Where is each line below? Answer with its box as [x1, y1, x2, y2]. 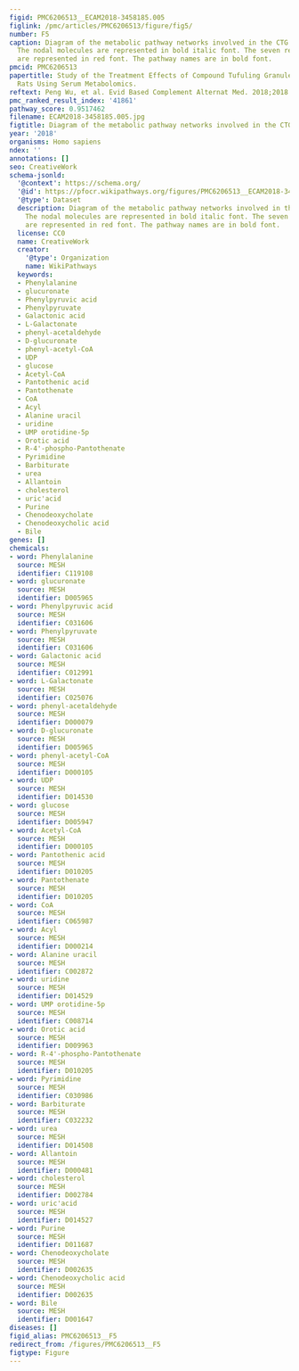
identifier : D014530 [17, 793, 93, 802]
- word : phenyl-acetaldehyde [9, 701, 117, 710]
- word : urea [9, 1125, 58, 1134]
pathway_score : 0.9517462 [9, 104, 105, 113]
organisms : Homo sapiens [9, 137, 101, 146]
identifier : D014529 [17, 992, 93, 1001]
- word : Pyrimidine [9, 1074, 82, 1084]
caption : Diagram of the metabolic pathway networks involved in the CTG [9, 37, 289, 47]
